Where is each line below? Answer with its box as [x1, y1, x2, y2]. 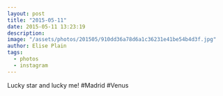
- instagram [13, 62, 49, 69]
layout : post [7, 10, 45, 17]
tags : [7, 49, 23, 56]
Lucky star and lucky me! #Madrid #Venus [7, 81, 129, 89]
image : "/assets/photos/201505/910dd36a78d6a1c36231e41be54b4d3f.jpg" [7, 36, 217, 43]
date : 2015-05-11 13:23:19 [7, 23, 86, 30]
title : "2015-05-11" [7, 17, 68, 24]
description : [7, 29, 45, 37]
